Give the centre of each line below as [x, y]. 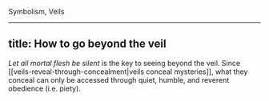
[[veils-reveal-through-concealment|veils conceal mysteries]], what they [128, 72]
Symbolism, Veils [36, 12]
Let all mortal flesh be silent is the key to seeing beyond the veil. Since [124, 63]
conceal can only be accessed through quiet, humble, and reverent [119, 80]
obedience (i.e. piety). [45, 88]
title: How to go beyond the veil [87, 44]
